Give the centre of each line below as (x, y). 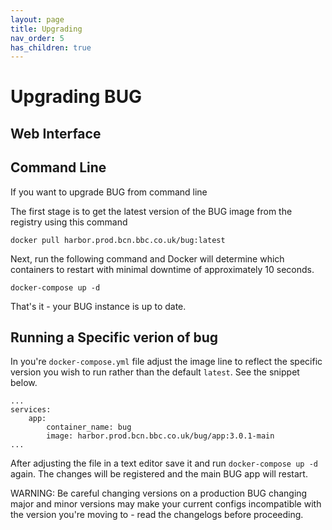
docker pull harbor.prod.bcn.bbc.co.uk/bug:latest (118, 240)
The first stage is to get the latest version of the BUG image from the (151, 211)
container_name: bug (89, 427)
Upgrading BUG (76, 97)
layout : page (37, 19)
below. (24, 383)
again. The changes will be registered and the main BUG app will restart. (159, 474)
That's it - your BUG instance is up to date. (98, 306)
